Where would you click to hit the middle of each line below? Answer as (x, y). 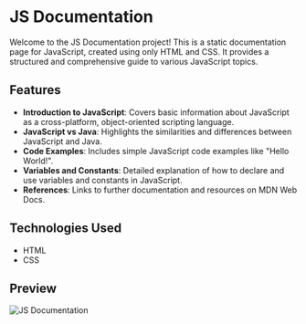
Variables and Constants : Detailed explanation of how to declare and (153, 170)
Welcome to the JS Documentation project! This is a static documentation (148, 42)
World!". (38, 161)
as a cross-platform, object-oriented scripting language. (128, 121)
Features (35, 90)
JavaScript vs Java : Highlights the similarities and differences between (157, 131)
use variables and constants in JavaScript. (102, 180)
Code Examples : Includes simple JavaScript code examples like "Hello (156, 151)
